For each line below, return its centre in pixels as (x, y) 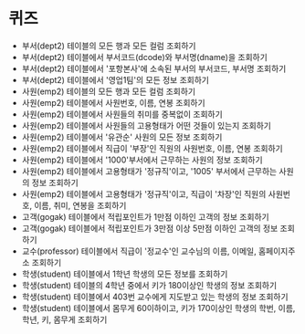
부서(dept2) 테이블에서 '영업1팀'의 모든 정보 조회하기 (115, 79)
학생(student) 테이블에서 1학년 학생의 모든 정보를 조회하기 (125, 274)
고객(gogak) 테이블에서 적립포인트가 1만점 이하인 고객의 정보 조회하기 (146, 216)
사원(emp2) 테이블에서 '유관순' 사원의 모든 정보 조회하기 (122, 137)
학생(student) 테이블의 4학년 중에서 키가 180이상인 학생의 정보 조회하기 (149, 285)
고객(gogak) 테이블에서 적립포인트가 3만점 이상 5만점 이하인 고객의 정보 (150, 228)
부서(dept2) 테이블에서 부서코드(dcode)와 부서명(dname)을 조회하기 (145, 57)
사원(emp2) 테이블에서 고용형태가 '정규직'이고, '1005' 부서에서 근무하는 (149, 171)
